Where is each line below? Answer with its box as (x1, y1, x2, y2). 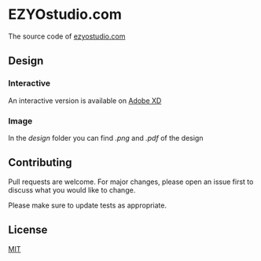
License (8, 223, 48, 237)
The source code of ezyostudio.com (8, 31, 126, 41)
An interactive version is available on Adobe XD (8, 96, 162, 105)
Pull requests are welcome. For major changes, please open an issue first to (8, 177, 254, 186)
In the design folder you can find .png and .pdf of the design (8, 133, 204, 142)
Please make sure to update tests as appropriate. (8, 200, 167, 210)
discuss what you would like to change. (8, 185, 136, 194)
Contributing (8, 156, 72, 170)
